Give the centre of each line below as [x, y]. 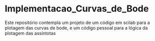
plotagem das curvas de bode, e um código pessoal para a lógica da [76, 27]
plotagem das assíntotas [30, 33]
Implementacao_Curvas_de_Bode [77, 9]
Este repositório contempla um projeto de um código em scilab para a [77, 22]
